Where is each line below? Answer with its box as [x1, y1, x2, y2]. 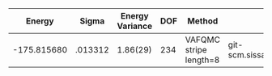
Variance [117, 20, 152, 32]
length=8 [185, 54, 220, 65]
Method [187, 15, 219, 27]
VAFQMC [185, 34, 221, 45]
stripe [185, 44, 208, 55]
